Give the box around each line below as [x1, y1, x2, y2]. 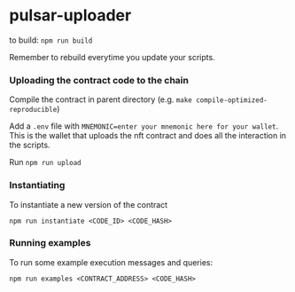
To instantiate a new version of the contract [9, 199, 168, 209]
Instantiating [9, 179, 66, 192]
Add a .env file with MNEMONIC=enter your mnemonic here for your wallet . [9, 121, 279, 131]
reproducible [9, 106, 58, 114]
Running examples [9, 237, 91, 249]
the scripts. [9, 139, 50, 151]
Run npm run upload [9, 157, 82, 168]
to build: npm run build [9, 35, 93, 45]
